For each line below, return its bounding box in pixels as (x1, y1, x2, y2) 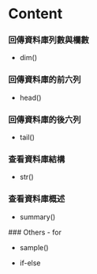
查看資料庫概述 (8, 193, 65, 204)
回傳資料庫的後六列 (8, 114, 81, 125)
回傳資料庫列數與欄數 (8, 35, 89, 46)
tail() (19, 132, 35, 143)
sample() (19, 242, 49, 252)
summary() (19, 211, 56, 222)
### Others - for (8, 227, 62, 237)
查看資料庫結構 (8, 154, 65, 165)
